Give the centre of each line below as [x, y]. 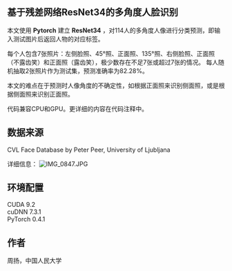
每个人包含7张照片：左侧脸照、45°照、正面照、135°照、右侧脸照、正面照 [111, 53]
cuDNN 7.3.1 [24, 212]
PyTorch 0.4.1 [26, 219]
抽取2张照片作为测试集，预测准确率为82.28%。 [80, 70]
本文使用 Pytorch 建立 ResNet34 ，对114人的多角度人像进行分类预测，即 [111, 30]
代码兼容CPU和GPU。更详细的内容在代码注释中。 [78, 108]
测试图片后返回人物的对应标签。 [58, 39]
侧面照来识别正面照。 [43, 94]
